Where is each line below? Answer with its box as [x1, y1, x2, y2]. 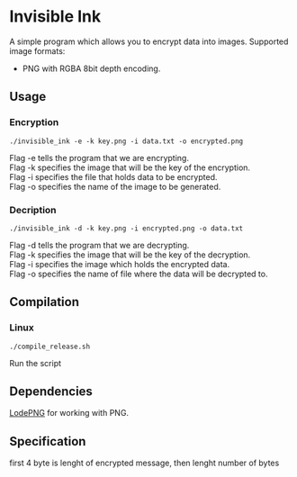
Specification [9, 434, 86, 449]
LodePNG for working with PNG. [9, 408, 129, 418]
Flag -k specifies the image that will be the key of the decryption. [9, 249, 251, 260]
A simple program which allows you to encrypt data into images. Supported [9, 36, 289, 47]
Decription [9, 203, 57, 216]
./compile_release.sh [9, 342, 91, 351]
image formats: [9, 45, 66, 56]
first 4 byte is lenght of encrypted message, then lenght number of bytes [9, 457, 280, 469]
